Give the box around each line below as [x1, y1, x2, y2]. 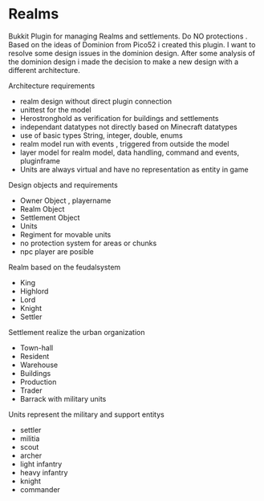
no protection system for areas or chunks [19, 238, 157, 248]
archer [19, 450, 43, 460]
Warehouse [19, 360, 59, 370]
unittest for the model [19, 105, 91, 115]
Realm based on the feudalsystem [8, 262, 121, 272]
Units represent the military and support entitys [8, 410, 164, 419]
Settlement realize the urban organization [8, 327, 145, 337]
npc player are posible [19, 246, 95, 257]
